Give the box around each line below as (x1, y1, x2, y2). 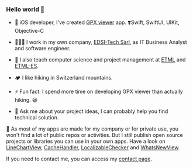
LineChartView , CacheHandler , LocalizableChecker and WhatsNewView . (6, 144, 180, 151)
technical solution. (14, 114, 59, 121)
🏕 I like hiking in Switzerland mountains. (14, 74, 113, 81)
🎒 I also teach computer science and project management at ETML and (14, 56, 186, 63)
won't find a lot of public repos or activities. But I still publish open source (6, 132, 183, 139)
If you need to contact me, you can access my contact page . (6, 155, 153, 163)
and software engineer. (14, 45, 71, 52)
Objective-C (14, 28, 44, 35)
